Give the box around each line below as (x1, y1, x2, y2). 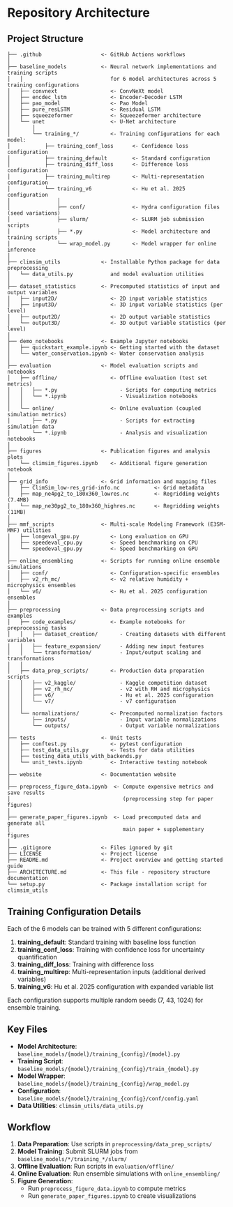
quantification (17, 952, 57, 961)
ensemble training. (7, 1003, 61, 1012)
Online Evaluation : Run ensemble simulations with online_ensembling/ (17, 1169, 220, 1178)
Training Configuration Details (7, 906, 142, 918)
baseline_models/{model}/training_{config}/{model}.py (17, 1051, 181, 1058)
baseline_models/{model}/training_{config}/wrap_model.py (17, 1080, 190, 1087)
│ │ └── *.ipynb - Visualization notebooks (7, 393, 198, 400)
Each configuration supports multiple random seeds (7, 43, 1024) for (7, 996, 204, 1004)
